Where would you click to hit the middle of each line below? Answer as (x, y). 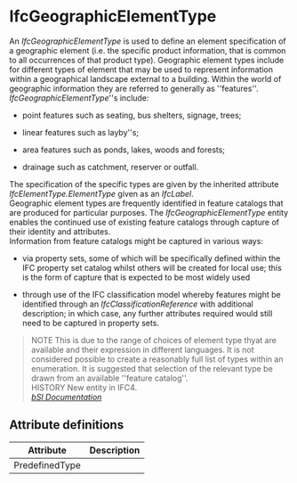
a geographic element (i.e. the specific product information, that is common (148, 50)
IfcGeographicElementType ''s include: (79, 98)
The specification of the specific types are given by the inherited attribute (144, 184)
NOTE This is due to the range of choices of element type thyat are (154, 340)
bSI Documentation (66, 397)
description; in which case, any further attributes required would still (147, 313)
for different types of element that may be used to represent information (141, 70)
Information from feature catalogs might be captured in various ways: (136, 241)
